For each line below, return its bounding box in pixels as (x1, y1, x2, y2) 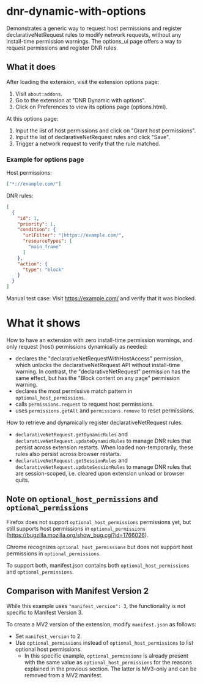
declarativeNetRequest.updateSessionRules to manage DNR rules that (15, 463, 191, 470)
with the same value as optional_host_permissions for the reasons (24, 658, 193, 666)
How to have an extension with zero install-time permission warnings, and (6, 336, 193, 344)
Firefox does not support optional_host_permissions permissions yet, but (6, 518, 191, 525)
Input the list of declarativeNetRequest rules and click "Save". (15, 133, 170, 140)
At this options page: (6, 115, 59, 122)
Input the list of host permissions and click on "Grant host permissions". (15, 127, 196, 134)
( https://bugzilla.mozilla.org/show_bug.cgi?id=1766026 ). (6, 531, 149, 539)
